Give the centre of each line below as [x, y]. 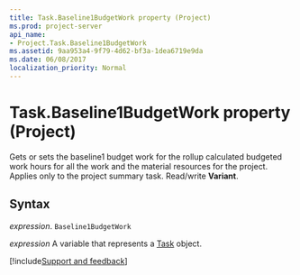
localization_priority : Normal [68, 69]
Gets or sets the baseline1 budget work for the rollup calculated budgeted [145, 156]
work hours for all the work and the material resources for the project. [139, 166]
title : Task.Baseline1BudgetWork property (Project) [110, 18]
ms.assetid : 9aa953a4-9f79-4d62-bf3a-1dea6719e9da [106, 51]
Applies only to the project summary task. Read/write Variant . [124, 176]
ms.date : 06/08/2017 [48, 60]
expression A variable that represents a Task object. [106, 243]
